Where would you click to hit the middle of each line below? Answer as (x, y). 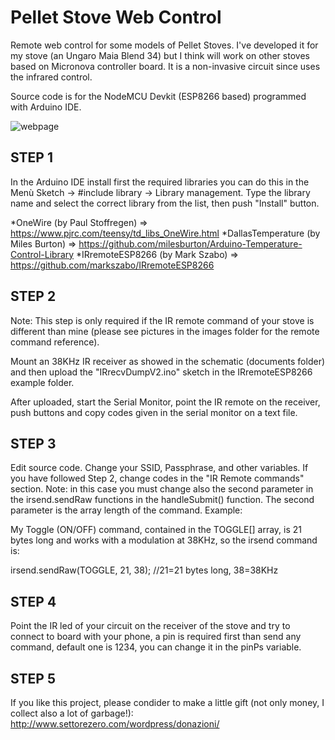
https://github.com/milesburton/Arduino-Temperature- (190, 243)
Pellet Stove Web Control (116, 17)
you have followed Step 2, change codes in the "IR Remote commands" (157, 478)
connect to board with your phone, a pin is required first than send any (156, 637)
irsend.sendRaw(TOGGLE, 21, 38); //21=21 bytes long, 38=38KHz (144, 570)
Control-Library (42, 254)
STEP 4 (33, 601)
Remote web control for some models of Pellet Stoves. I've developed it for (164, 45)
